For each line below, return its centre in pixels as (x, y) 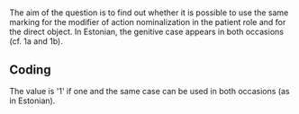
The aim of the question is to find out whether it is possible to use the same (149, 13)
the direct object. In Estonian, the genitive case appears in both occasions (146, 32)
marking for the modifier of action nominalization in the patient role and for (148, 22)
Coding (30, 70)
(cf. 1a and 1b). (36, 41)
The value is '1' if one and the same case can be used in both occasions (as (149, 91)
